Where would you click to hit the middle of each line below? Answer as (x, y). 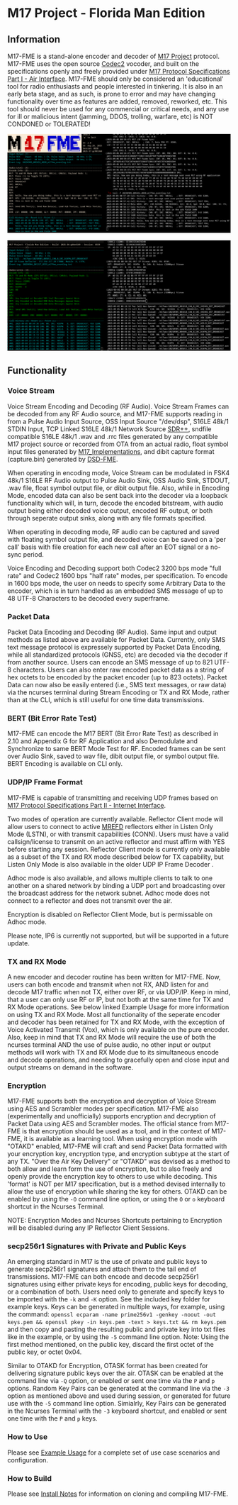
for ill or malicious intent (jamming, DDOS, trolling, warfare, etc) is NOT (110, 116)
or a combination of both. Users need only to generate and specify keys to (116, 1292)
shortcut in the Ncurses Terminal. (56, 1206)
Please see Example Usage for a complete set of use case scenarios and (114, 1453)
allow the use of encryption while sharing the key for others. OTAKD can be (117, 1192)
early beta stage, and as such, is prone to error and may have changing (112, 94)
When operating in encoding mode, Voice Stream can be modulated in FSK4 (119, 472)
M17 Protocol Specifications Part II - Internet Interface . (87, 805)
